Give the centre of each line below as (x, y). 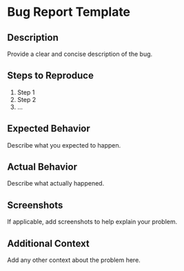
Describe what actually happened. (56, 183)
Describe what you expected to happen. (64, 145)
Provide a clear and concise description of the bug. (80, 54)
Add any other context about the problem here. (74, 260)
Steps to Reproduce (51, 76)
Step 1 (26, 92)
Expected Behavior (49, 129)
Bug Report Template (69, 12)
